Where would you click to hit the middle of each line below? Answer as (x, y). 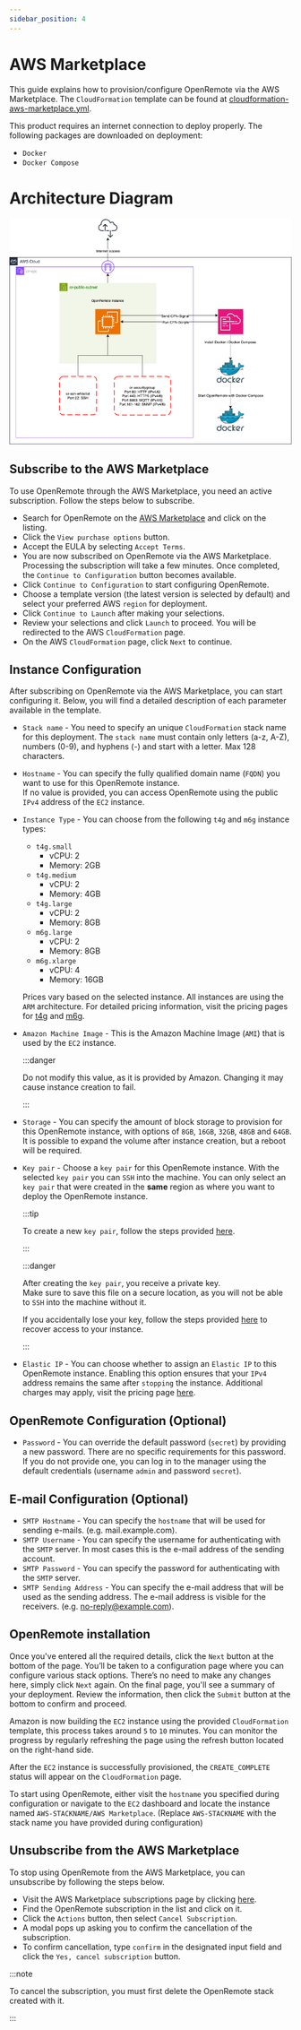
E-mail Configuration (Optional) (99, 1499)
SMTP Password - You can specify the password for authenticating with (151, 1568)
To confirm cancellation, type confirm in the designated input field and (152, 1947)
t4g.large (54, 904)
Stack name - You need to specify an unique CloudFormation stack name (154, 728)
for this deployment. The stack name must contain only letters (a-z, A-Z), (155, 737)
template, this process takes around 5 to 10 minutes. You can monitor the (143, 1731)
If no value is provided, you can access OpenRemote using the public (150, 792)
